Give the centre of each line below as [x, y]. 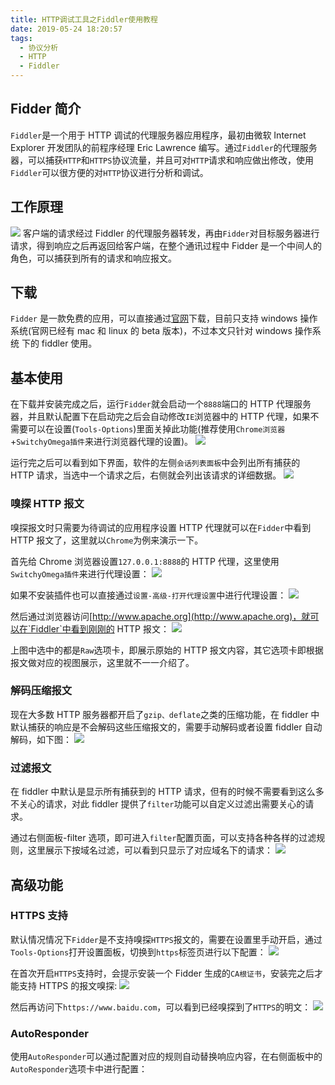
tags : [21, 38]
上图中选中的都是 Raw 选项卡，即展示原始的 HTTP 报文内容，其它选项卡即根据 [167, 650]
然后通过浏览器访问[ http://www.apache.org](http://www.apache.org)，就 [160, 616]
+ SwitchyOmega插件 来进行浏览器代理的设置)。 [102, 442]
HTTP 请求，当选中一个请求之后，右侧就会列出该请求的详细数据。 [146, 475]
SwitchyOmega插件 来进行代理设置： [80, 573]
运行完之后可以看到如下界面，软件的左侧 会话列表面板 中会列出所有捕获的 [155, 463]
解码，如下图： [41, 739]
